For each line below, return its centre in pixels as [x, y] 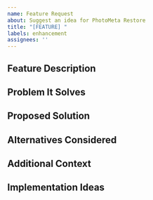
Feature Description [52, 68]
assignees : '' [28, 40]
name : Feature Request [40, 14]
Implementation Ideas [56, 188]
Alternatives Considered [62, 140]
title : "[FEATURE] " [38, 27]
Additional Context [49, 164]
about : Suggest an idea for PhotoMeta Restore [76, 20]
